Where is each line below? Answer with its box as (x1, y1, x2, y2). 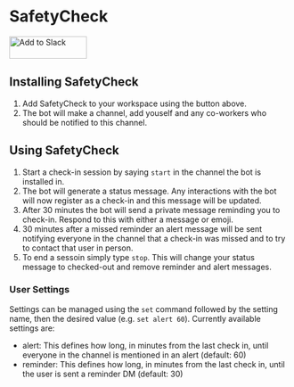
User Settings (9, 284, 69, 296)
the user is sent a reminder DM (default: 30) (21, 368, 184, 379)
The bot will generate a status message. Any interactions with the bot (21, 185, 277, 196)
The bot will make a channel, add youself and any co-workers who (21, 107, 267, 118)
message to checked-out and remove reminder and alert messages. (21, 261, 272, 272)
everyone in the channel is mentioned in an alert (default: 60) (21, 350, 247, 360)
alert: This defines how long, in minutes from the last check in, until (21, 340, 269, 350)
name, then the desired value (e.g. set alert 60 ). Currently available (9, 313, 261, 324)
